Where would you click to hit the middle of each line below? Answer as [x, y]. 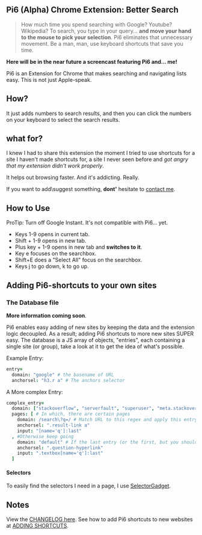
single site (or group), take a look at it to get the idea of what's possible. [95, 346]
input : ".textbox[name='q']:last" [60, 453]
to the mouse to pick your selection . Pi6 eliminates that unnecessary [107, 37]
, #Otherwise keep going [43, 436]
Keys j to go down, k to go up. [52, 266]
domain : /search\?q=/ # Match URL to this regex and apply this [99, 420]
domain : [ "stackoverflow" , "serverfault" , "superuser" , [83, 408]
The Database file [32, 302]
